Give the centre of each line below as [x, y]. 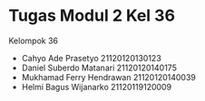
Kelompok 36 [33, 41]
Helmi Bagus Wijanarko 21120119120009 [97, 87]
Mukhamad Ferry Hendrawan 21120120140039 [108, 77]
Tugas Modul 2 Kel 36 [92, 16]
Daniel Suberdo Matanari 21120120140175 [99, 68]
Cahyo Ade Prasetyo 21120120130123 [92, 58]
